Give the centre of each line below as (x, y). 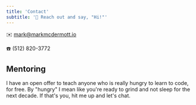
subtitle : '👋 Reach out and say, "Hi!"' (57, 17)
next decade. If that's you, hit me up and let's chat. (68, 96)
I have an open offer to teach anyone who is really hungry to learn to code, (97, 83)
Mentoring (26, 69)
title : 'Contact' (28, 12)
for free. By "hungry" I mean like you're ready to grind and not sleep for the (98, 90)
